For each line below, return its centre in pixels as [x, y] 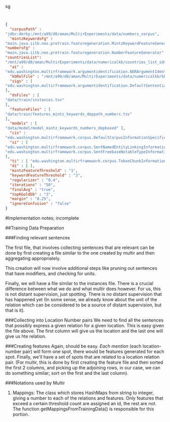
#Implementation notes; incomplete [42, 218]
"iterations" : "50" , [33, 185]
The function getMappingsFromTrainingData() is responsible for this [83, 409]
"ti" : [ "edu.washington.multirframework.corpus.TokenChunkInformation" [89, 161]
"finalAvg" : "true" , [33, 189]
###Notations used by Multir [35, 383]
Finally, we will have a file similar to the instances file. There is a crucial [79, 283]
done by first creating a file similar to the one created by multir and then [80, 253]
